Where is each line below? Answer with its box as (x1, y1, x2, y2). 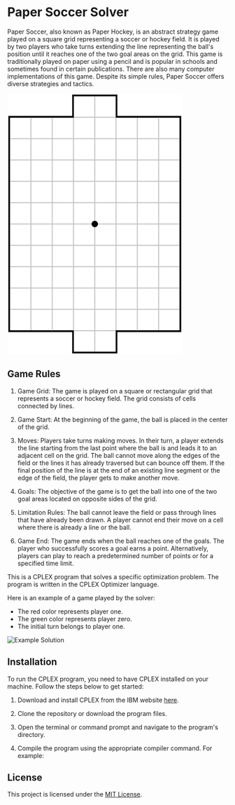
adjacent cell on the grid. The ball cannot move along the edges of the (17, 451, 220, 459)
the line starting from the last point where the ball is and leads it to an (17, 443, 218, 452)
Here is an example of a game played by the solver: (7, 593, 155, 602)
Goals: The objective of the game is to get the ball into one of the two (17, 487, 218, 495)
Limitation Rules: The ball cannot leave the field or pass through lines (17, 508, 217, 516)
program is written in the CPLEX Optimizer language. (7, 580, 159, 588)
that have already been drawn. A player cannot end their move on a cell (17, 515, 224, 524)
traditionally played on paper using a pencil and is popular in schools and (7, 57, 218, 65)
